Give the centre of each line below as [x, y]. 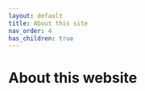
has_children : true [41, 38]
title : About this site [48, 23]
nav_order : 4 [30, 31]
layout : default [35, 16]
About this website [73, 78]
